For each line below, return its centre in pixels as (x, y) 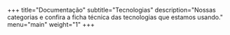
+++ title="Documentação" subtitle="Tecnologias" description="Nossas (111, 10)
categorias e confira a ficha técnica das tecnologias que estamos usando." (115, 17)
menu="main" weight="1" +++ (51, 24)
